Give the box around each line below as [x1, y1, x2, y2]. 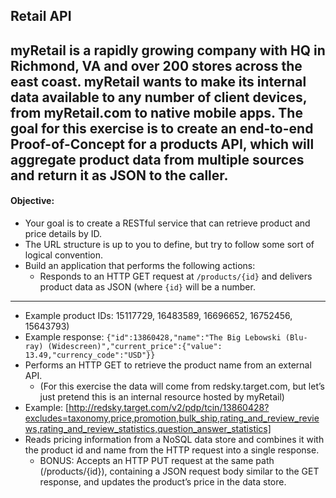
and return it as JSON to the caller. [10, 167, 229, 184]
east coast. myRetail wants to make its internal [10, 73, 307, 90]
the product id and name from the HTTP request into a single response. [24, 444, 320, 456]
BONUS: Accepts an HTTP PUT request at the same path [39, 454, 275, 466]
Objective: [10, 195, 55, 207]
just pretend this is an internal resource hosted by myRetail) [39, 390, 285, 403]
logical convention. [24, 249, 104, 261]
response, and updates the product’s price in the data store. [39, 475, 287, 488]
